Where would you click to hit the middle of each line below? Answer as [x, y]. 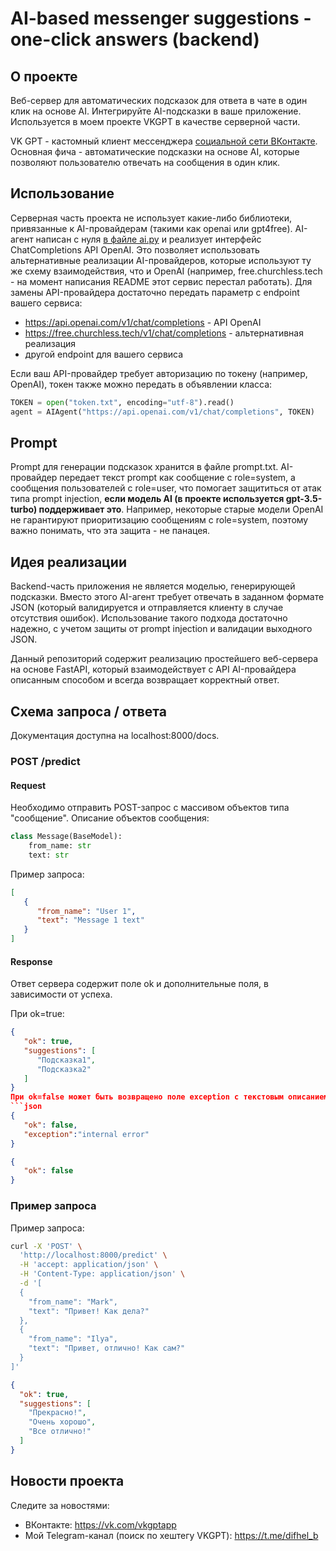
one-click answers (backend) [135, 39]
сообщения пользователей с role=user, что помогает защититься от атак [166, 488]
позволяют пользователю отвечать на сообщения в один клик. [145, 162]
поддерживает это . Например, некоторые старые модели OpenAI [181, 509]
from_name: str [60, 846]
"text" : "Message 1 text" [90, 920]
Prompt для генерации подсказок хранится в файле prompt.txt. [144, 467]
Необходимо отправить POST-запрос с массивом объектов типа [150, 808]
